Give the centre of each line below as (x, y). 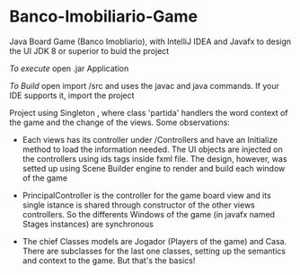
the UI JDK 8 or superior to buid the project (89, 50)
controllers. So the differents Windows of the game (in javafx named (149, 214)
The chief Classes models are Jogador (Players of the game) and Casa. (154, 241)
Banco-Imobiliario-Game (104, 17)
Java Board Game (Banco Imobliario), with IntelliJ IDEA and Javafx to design (150, 41)
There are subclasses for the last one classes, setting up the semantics (154, 251)
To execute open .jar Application (69, 68)
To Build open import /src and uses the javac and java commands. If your (145, 85)
